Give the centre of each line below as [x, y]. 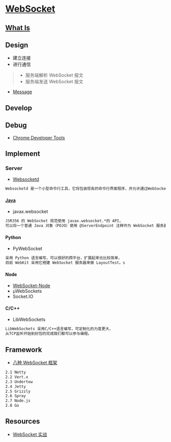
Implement [23, 154]
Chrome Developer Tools [39, 137]
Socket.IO [23, 296]
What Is [18, 28]
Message [22, 92]
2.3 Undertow [19, 382]
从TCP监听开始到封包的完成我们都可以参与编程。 [49, 334]
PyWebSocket [27, 249]
